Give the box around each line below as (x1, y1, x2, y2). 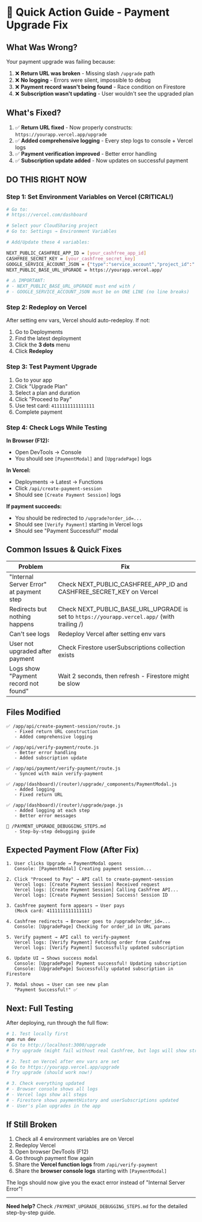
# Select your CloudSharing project (6, 223, 98, 229)
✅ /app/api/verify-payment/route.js (6, 744, 99, 751)
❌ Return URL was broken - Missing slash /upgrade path (14, 70, 155, 77)
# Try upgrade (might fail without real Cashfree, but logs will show (6, 1048, 187, 1054)
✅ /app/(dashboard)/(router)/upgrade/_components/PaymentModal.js (6, 781, 177, 787)
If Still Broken (6, 1120, 57, 1130)
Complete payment (14, 408, 63, 416)
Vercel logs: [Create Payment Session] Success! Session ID (14, 892, 168, 898)
